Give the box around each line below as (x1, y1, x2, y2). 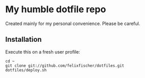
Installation (5, 35, 42, 44)
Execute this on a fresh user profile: (5, 48, 80, 55)
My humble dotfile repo (5, 4, 106, 15)
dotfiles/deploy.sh (5, 67, 47, 72)
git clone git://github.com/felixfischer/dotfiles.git (5, 63, 125, 68)
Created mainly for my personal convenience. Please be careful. (5, 20, 140, 27)
